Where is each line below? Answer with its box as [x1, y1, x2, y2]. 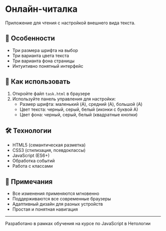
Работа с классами [12, 163, 53, 169]
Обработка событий [12, 158, 55, 164]
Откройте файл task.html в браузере [12, 91, 90, 96]
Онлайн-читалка [5, 3, 78, 15]
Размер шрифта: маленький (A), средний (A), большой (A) [19, 101, 143, 107]
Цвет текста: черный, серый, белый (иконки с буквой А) [19, 106, 138, 112]
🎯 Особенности [5, 34, 55, 43]
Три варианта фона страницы [12, 58, 75, 64]
